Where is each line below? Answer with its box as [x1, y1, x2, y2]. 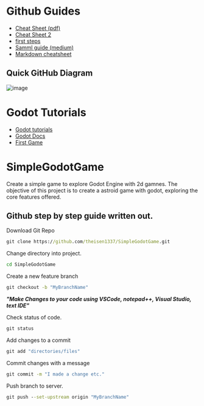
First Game [15, 138, 43, 146]
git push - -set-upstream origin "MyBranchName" [6, 394, 130, 400]
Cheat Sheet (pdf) [15, 24, 61, 32]
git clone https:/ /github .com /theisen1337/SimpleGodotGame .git [6, 239, 171, 245]
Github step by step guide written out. [6, 211, 153, 221]
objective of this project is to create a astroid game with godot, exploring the [6, 187, 198, 194]
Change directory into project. [6, 250, 82, 257]
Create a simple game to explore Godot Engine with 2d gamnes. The [6, 180, 178, 187]
